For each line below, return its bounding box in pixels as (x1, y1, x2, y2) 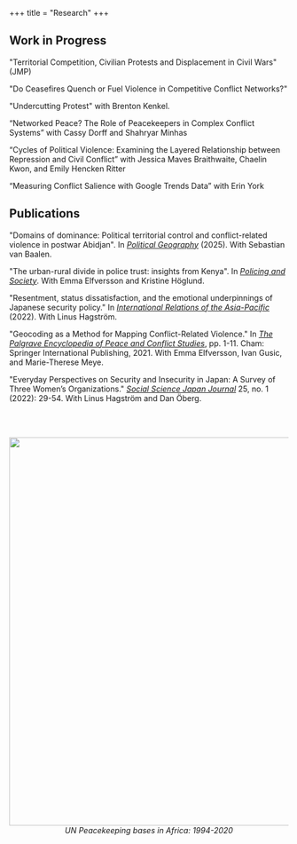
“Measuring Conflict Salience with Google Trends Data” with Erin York (9, 180, 264, 191)
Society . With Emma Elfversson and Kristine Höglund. (9, 275, 206, 286)
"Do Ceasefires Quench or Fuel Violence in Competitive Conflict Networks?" (9, 83, 288, 94)
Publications (9, 206, 81, 221)
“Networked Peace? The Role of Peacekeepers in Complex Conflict (9, 117, 255, 128)
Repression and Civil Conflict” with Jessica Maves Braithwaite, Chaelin (9, 154, 268, 164)
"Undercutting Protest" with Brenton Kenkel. (9, 100, 170, 111)
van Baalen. (9, 248, 52, 259)
